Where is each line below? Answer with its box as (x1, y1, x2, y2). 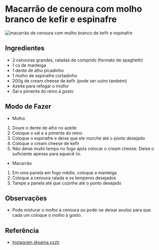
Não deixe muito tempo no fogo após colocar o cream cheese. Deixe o (12, 146, 155, 151)
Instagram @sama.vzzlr (12, 239, 60, 245)
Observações (5, 194, 47, 202)
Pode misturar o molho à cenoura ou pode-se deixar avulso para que (12, 207, 151, 213)
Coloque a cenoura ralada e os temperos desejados (12, 175, 116, 181)
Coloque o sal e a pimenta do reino (12, 130, 83, 136)
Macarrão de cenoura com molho (5, 3, 142, 15)
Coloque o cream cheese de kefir (12, 140, 79, 146)
